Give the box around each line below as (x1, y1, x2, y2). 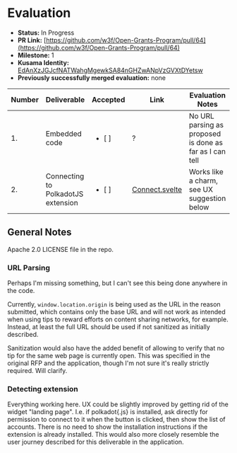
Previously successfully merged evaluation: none (17, 73, 166, 82)
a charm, (188, 176, 219, 185)
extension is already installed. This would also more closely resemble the (7, 430, 219, 439)
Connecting (45, 171, 85, 181)
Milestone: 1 (17, 51, 54, 59)
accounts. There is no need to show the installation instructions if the (7, 423, 208, 431)
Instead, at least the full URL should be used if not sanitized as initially (7, 323, 210, 331)
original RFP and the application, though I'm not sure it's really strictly (7, 359, 209, 367)
